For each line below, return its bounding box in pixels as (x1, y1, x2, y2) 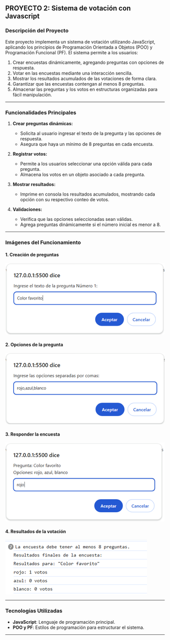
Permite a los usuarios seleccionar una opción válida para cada (20, 161, 152, 167)
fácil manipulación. (12, 91, 52, 98)
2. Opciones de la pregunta (5, 342, 63, 348)
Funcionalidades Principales (5, 109, 77, 116)
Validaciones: (12, 206, 42, 212)
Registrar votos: (12, 150, 48, 157)
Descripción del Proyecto (5, 27, 69, 34)
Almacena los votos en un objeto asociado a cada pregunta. (20, 171, 145, 177)
